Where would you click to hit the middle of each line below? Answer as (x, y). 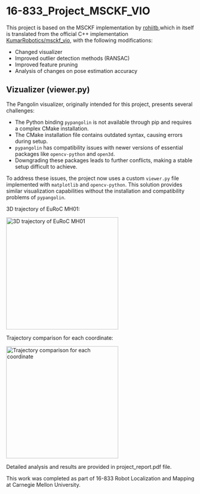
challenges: (20, 110)
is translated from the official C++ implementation (67, 33)
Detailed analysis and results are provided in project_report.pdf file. (89, 466)
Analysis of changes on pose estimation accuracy (76, 71)
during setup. (31, 141)
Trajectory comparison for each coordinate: (60, 338)
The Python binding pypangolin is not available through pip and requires (103, 122)
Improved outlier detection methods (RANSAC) (72, 58)
